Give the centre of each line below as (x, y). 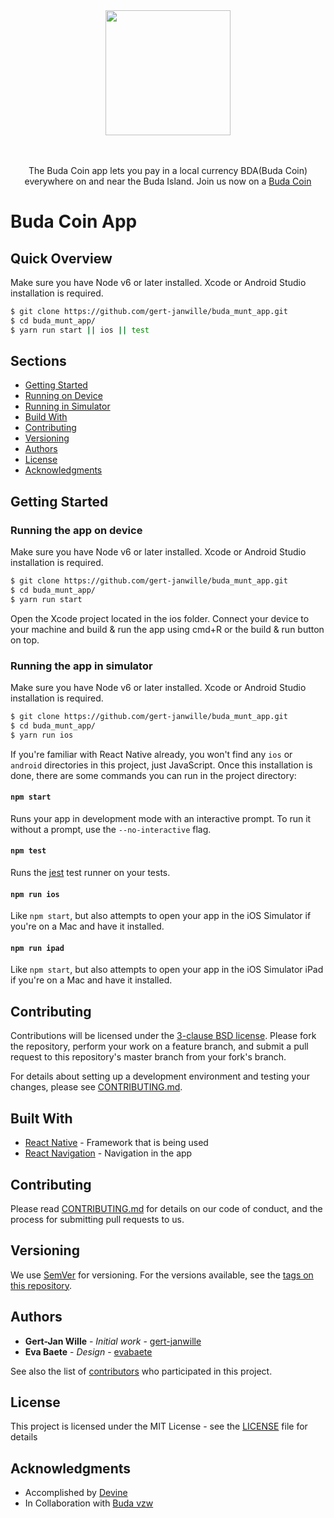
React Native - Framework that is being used (116, 1143)
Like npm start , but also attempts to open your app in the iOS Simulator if (161, 916)
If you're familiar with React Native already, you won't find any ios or (151, 754)
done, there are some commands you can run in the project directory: (153, 775)
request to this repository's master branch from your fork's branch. (148, 1057)
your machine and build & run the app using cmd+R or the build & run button (167, 629)
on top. (25, 640)
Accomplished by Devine (76, 1493)
